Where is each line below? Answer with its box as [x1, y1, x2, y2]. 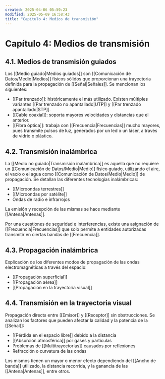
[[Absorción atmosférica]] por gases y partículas [12, 337, 112, 343]
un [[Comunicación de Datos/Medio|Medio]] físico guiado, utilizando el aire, [5, 166, 160, 172]
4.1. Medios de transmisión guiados [5, 58, 116, 66]
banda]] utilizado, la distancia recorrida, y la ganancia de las [5, 363, 128, 369]
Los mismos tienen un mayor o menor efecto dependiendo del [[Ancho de [5, 358, 156, 364]
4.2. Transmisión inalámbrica [5, 147, 98, 156]
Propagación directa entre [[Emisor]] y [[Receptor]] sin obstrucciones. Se [5, 312, 155, 318]
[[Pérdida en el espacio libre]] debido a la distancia [12, 332, 116, 338]
